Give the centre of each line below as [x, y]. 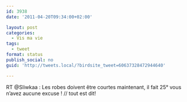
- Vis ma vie [27, 38]
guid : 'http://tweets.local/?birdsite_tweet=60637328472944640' [86, 65]
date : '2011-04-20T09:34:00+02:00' [49, 17]
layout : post [22, 27]
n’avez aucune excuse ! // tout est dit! [51, 93]
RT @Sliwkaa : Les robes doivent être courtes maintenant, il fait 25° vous [94, 87]
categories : [20, 33]
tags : [13, 44]
